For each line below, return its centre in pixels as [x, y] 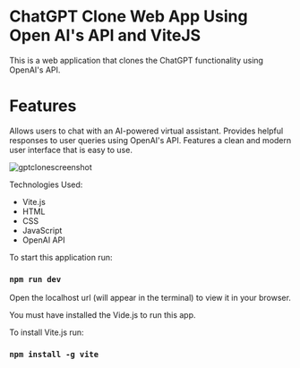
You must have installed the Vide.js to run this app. [103, 315]
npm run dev [35, 279]
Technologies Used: [46, 184]
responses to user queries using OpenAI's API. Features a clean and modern [150, 140]
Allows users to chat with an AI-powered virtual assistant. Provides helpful [146, 131]
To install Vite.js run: [47, 332]
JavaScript [42, 230]
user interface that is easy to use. [71, 150]
